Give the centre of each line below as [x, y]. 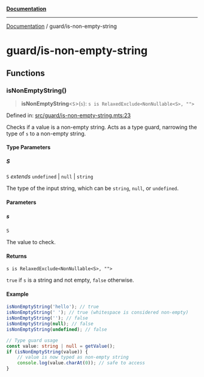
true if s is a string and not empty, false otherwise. [70, 280]
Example [18, 294]
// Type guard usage [32, 340]
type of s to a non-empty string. [46, 134]
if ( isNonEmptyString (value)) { [47, 352]
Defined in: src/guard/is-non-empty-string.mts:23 [69, 115]
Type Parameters [29, 148]
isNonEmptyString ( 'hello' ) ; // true [53, 307]
